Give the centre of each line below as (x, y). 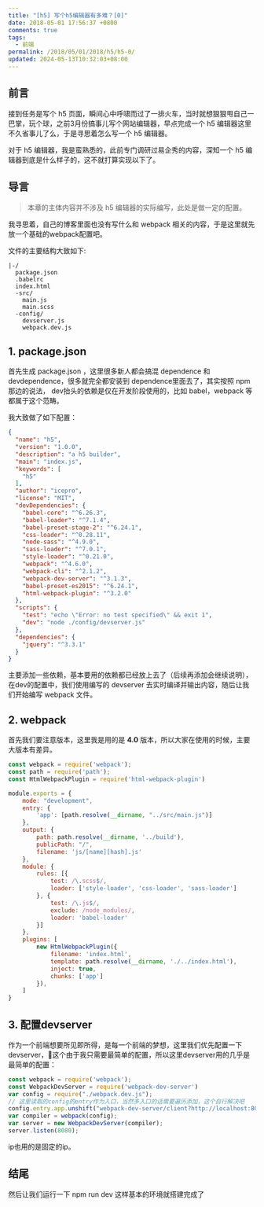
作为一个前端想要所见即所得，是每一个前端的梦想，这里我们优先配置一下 (125, 1045)
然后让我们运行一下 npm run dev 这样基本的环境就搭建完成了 (106, 1194)
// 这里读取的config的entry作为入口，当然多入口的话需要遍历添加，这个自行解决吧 (126, 1102)
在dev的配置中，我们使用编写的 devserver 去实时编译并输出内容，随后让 (125, 685)
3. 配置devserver (50, 1024)
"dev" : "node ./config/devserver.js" (84, 623)
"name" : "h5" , (38, 440)
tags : (17, 37)
